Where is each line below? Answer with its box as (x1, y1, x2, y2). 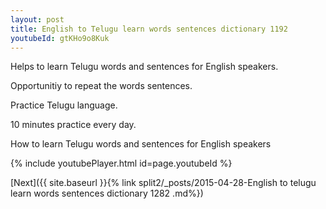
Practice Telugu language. (10, 99, 118, 111)
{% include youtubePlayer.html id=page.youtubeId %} (10, 157, 233, 170)
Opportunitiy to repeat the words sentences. (10, 80, 193, 92)
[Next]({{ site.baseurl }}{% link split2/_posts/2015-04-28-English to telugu (10, 177, 317, 189)
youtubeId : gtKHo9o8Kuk (10, 33, 110, 43)
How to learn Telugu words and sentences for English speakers (10, 138, 272, 150)
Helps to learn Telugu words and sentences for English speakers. (10, 61, 279, 73)
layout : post (10, 14, 65, 25)
